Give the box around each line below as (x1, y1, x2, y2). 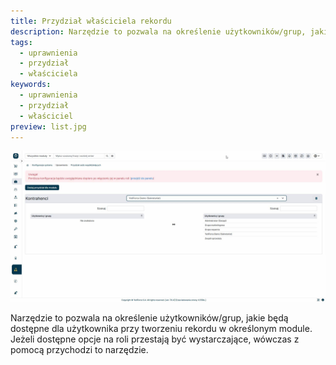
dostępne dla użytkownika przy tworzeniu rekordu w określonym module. (10, 322, 313, 334)
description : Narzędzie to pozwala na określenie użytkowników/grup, (10, 26, 307, 37)
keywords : (10, 80, 52, 90)
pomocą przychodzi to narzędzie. (10, 343, 149, 355)
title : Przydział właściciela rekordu (10, 16, 172, 26)
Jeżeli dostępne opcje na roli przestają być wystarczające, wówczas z (10, 333, 300, 345)
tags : (10, 37, 33, 47)
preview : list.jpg (10, 121, 87, 132)
